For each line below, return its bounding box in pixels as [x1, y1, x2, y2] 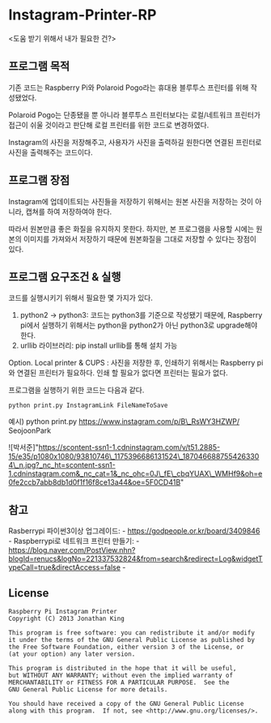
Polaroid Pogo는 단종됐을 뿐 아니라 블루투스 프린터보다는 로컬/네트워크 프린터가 [8, 109, 261, 119]
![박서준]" [8, 443, 39, 452]
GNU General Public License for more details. [8, 686, 168, 694]
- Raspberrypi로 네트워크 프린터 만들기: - [8, 537, 140, 546]
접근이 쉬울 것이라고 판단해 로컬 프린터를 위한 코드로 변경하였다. [8, 120, 210, 130]
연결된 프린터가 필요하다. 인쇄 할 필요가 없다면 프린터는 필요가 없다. [16, 368, 228, 378]
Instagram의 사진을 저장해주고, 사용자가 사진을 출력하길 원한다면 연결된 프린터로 [8, 137, 262, 147]
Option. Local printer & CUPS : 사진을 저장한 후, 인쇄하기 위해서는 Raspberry [8, 358, 256, 368]
